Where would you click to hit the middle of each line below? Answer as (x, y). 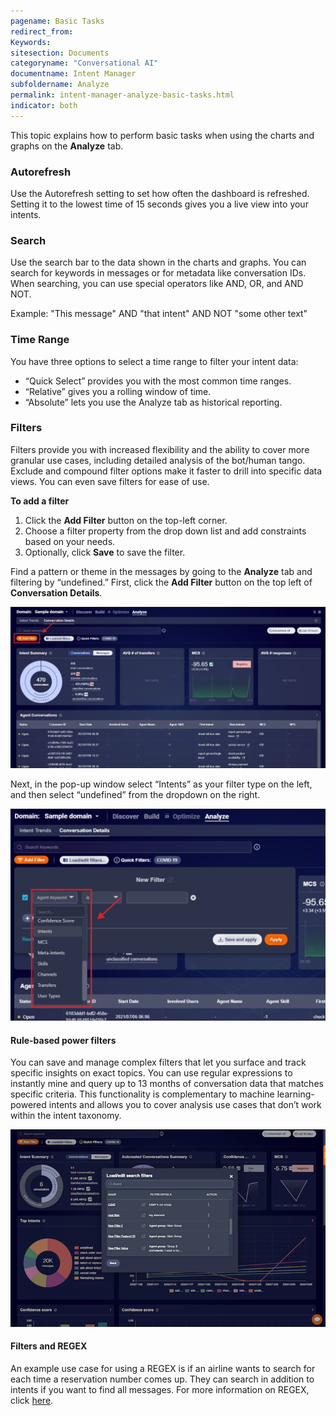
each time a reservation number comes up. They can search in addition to (162, 1379)
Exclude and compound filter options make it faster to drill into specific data (166, 471)
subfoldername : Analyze (60, 85)
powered (28, 1105)
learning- (295, 1094)
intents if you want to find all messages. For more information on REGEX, (160, 1389)
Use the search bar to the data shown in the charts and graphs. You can (158, 262)
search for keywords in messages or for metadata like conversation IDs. (158, 273)
